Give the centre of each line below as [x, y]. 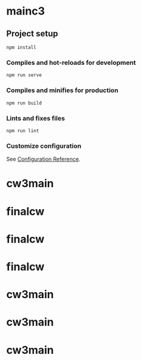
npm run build [24, 103]
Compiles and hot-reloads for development [71, 62]
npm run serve [24, 75]
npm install [21, 47]
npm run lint [23, 131]
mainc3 [26, 11]
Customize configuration [44, 145]
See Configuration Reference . [43, 159]
